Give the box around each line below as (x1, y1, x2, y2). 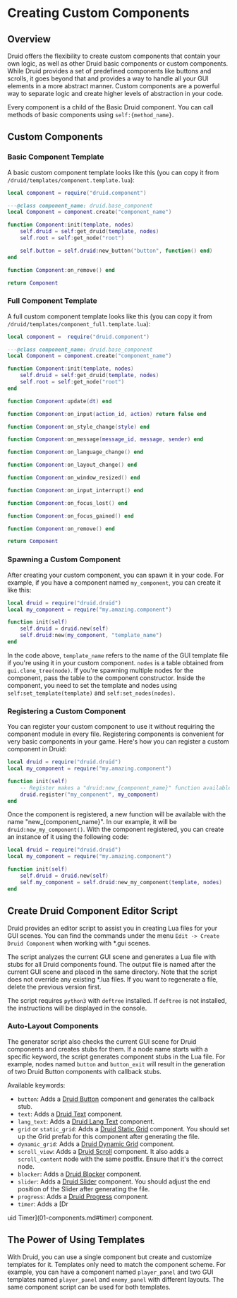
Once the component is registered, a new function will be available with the (7, 810, 226, 818)
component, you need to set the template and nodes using (7, 681, 178, 689)
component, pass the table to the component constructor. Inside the (7, 673, 206, 682)
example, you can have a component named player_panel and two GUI (7, 1268, 214, 1276)
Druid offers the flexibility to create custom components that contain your (7, 52, 221, 60)
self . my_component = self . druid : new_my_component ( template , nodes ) (20, 879, 222, 886)
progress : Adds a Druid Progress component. (17, 1192, 150, 1201)
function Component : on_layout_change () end (7, 461, 138, 469)
